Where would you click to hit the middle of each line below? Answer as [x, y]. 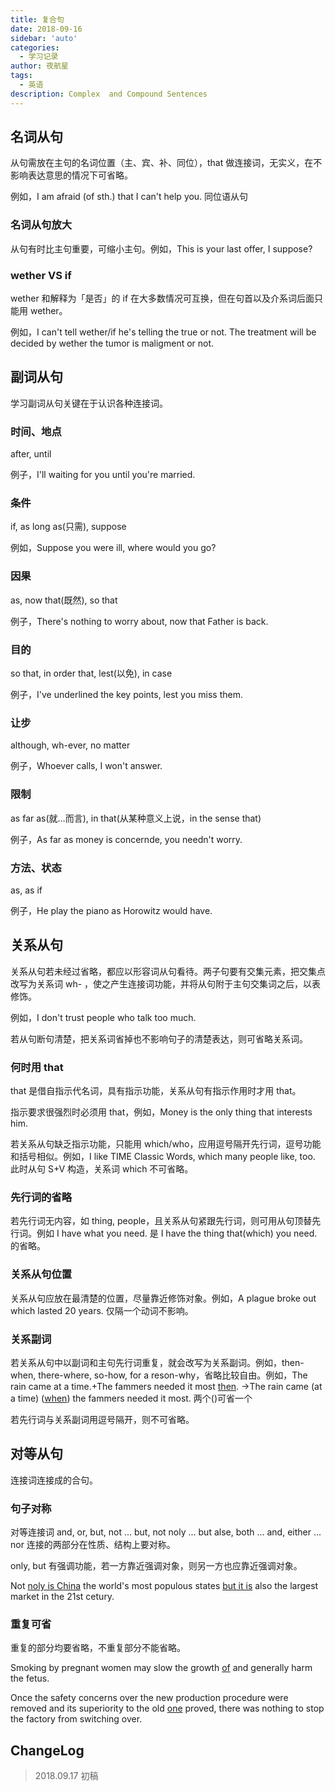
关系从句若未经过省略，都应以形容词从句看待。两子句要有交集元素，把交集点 [168, 971]
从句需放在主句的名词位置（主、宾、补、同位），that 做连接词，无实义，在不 [166, 163]
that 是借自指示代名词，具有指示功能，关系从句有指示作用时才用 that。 [156, 1091]
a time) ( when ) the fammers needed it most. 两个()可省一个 [131, 1398]
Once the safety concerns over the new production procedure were [149, 1698]
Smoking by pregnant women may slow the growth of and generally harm [161, 1668]
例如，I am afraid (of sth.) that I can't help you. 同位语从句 [129, 197]
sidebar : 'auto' [44, 38]
